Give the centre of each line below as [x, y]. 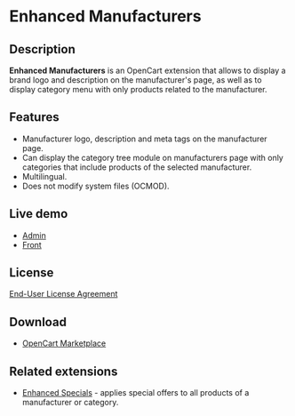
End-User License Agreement [64, 294]
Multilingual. [44, 176]
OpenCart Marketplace [64, 343]
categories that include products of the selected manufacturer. [137, 167]
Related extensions [64, 371]
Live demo [39, 214]
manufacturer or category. [70, 403]
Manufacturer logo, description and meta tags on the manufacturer [145, 139]
